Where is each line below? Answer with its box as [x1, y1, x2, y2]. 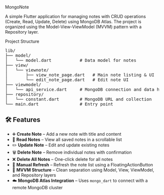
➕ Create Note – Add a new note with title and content [12, 131, 122, 137]
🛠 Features [5, 116, 41, 124]
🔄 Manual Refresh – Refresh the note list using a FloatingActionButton [12, 161, 153, 167]
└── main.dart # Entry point [5, 102, 114, 106]
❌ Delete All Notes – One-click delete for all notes [12, 156, 113, 162]
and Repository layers [12, 172, 56, 178]
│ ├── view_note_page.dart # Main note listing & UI [5, 72, 155, 77]
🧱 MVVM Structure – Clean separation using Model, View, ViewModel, [12, 167, 155, 173]
